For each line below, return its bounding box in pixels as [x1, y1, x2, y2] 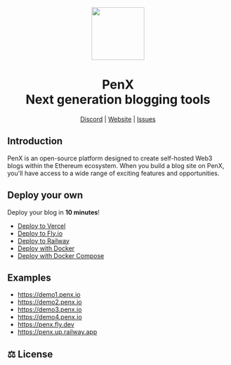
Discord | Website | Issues [80, 115, 156, 123]
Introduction [7, 135, 63, 147]
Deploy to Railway [17, 236, 70, 245]
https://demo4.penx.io [17, 313, 82, 321]
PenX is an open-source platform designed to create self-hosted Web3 [7, 154, 213, 162]
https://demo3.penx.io [17, 305, 82, 314]
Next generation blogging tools [25, 91, 211, 108]
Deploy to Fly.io [17, 229, 63, 238]
